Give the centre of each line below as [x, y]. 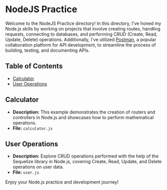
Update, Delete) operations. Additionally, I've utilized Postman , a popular [81, 40]
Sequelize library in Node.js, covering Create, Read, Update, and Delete [87, 162]
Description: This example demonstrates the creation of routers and [84, 112]
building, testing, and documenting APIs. [48, 50]
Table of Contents [34, 66]
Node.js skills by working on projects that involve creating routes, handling [83, 28]
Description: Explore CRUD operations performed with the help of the [86, 156]
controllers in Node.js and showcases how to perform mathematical [83, 117]
